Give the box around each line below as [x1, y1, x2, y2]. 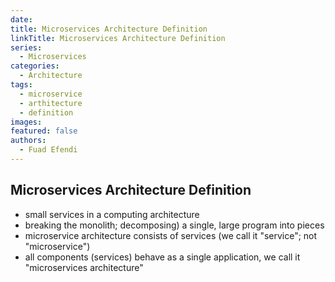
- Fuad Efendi [19, 145, 78, 155]
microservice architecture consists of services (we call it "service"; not [24, 229, 318, 241]
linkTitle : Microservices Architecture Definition [10, 33, 226, 43]
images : [10, 117, 43, 127]
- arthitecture [19, 98, 83, 108]
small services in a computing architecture [24, 208, 200, 220]
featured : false [10, 126, 78, 136]
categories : [10, 61, 60, 71]
